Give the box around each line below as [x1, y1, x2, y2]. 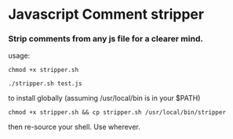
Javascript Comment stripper [8, 5, 205, 23]
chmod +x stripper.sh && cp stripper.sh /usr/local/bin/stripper [8, 109, 226, 116]
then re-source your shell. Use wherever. [8, 123, 141, 132]
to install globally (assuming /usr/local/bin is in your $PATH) [8, 94, 201, 103]
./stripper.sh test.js [8, 80, 82, 87]
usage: [8, 51, 31, 60]
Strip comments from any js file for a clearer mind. [8, 34, 204, 45]
